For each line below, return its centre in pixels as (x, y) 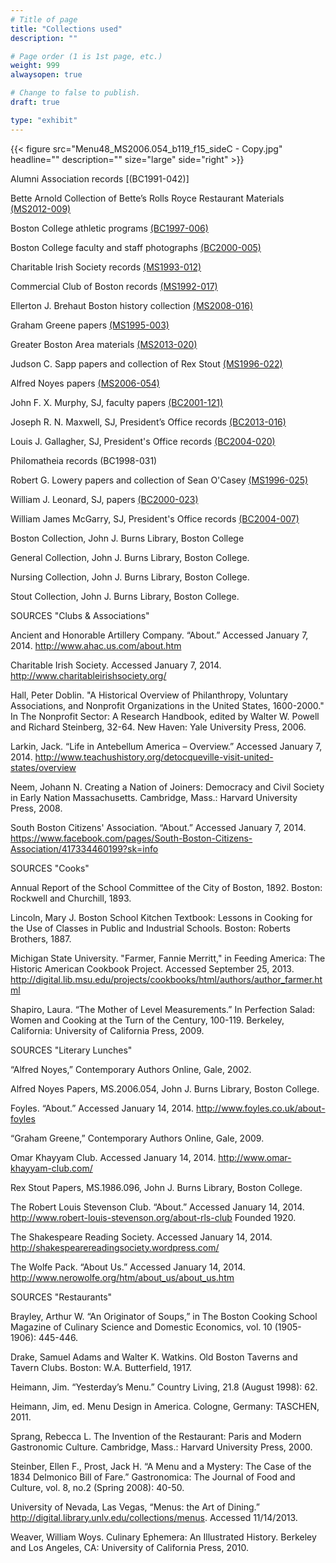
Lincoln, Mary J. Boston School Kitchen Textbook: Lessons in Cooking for (161, 917)
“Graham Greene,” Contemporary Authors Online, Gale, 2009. (137, 1138)
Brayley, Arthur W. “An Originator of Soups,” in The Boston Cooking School (164, 1316)
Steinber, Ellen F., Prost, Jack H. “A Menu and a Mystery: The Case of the (161, 1466)
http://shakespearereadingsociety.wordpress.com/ (115, 1247)
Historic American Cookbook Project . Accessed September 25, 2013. (152, 968)
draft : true (35, 102)
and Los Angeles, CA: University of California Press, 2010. (129, 1547)
